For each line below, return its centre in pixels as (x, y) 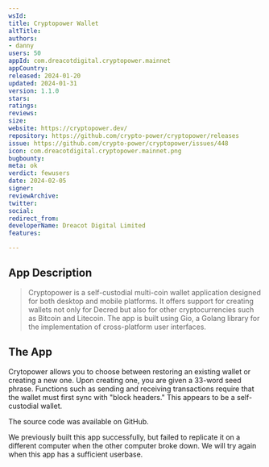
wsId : (17, 16)
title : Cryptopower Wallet (54, 23)
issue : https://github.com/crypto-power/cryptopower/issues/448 (118, 143)
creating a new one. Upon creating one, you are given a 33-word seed (125, 380)
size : (17, 121)
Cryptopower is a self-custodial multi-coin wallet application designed (145, 292)
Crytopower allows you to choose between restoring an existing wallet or (130, 371)
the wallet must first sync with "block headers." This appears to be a (122, 397)
